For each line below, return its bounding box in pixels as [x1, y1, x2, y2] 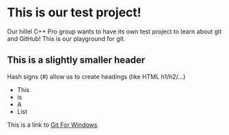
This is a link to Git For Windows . [7, 121, 99, 129]
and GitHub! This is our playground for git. [7, 34, 126, 42]
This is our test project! [7, 5, 142, 20]
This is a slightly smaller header [7, 55, 146, 66]
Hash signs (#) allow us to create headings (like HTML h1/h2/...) [7, 72, 186, 80]
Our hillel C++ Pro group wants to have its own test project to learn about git [7, 27, 222, 35]
